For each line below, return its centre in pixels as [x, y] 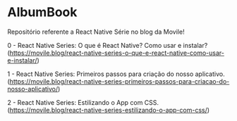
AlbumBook [42, 12]
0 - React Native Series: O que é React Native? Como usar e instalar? [108, 45]
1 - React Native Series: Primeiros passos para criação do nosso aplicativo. [116, 74]
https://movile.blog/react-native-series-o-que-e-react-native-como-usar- [117, 53]
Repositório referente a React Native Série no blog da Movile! [96, 32]
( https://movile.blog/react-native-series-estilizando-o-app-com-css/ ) [109, 110]
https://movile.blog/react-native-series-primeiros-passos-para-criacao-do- [120, 81]
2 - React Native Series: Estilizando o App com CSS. [83, 102]
